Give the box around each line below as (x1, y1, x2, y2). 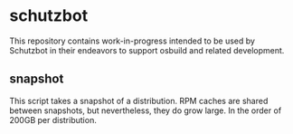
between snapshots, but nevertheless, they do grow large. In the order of (9, 105, 282, 116)
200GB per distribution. (9, 114, 97, 125)
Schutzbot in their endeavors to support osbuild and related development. (9, 44, 285, 55)
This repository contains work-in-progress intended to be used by (9, 35, 256, 46)
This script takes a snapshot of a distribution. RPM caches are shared (9, 95, 269, 106)
